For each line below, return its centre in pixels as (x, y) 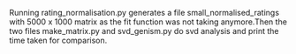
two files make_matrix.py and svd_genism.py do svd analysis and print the (144, 31)
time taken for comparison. (58, 40)
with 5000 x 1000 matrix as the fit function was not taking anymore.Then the (148, 22)
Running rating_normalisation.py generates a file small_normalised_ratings (144, 13)
